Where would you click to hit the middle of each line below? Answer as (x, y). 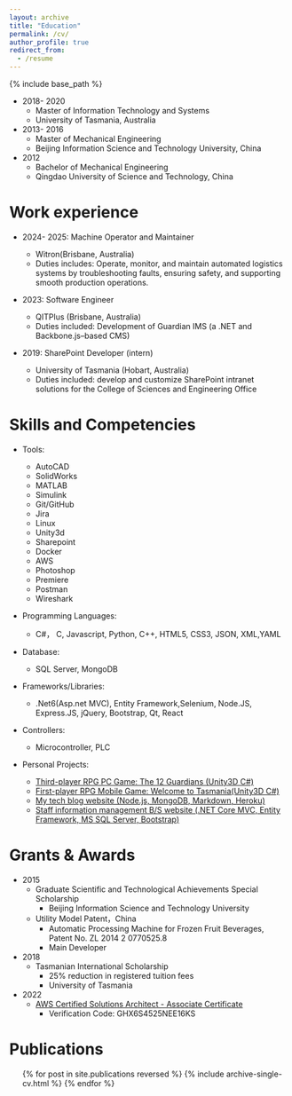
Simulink (51, 494)
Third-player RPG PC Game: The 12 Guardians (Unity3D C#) (145, 781)
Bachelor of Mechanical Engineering (102, 167)
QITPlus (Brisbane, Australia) (88, 317)
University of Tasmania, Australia (96, 120)
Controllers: (43, 729)
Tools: (33, 449)
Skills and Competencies (103, 425)
